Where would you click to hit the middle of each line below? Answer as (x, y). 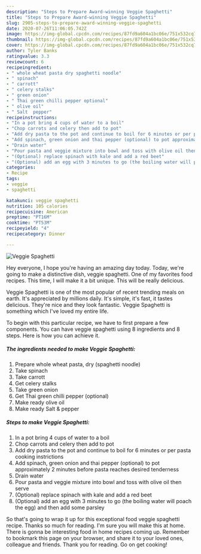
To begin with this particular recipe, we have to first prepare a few (87, 322)
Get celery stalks (36, 383)
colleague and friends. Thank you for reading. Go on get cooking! (87, 544)
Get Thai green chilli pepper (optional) (62, 396)
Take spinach (31, 370)
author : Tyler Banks (32, 51)
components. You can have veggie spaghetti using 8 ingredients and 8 (93, 329)
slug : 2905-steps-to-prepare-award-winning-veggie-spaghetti (84, 23)
